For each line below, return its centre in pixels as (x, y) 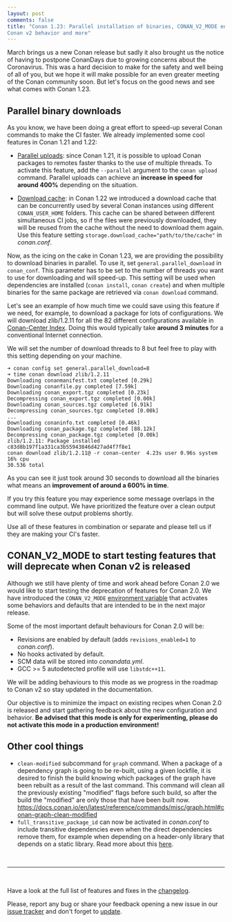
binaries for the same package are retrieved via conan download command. (113, 292)
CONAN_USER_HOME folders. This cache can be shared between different (116, 213)
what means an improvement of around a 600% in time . (88, 486)
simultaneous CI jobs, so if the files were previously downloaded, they (117, 220)
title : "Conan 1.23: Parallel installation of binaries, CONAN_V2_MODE (112, 26)
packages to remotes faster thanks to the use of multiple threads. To (115, 163)
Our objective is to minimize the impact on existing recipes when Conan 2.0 (115, 702)
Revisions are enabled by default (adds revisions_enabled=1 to (106, 639)
